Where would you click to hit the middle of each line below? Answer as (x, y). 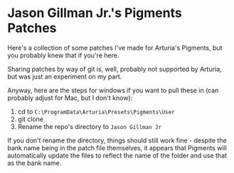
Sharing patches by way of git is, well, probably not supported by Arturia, (115, 69)
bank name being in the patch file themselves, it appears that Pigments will (117, 147)
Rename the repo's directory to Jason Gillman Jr (90, 126)
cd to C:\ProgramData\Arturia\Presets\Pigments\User (96, 111)
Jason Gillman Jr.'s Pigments (95, 13)
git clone (31, 119)
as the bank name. (34, 163)
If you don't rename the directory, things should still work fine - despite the (117, 140)
